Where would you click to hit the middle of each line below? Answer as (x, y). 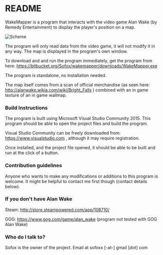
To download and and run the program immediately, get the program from (79, 60)
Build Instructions (26, 108)
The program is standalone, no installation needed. (56, 75)
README (23, 9)
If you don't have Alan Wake (39, 199)
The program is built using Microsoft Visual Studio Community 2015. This (78, 118)
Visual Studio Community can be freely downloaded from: (63, 133)
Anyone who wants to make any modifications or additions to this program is (81, 176)
